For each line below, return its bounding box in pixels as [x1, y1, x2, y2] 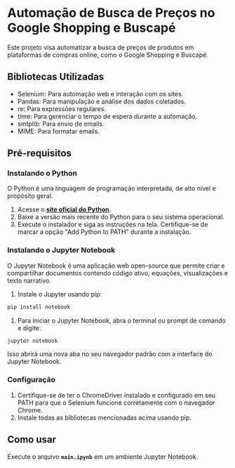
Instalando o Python [7, 169, 77, 178]
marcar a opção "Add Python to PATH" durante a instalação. [17, 228, 192, 236]
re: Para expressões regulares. [17, 104, 107, 113]
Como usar [7, 434, 57, 446]
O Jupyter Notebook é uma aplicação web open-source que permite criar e [7, 261, 225, 270]
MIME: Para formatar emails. [17, 126, 100, 135]
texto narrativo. [7, 276, 51, 285]
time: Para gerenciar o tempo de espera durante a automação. [17, 112, 198, 120]
